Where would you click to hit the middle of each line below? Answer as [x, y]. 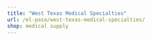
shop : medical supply [38, 26]
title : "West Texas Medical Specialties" [67, 13]
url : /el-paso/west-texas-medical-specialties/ [76, 20]
